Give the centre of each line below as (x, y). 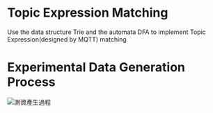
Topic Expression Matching (88, 13)
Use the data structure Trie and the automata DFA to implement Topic (107, 32)
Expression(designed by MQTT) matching (67, 39)
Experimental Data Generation (96, 68)
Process (31, 82)
